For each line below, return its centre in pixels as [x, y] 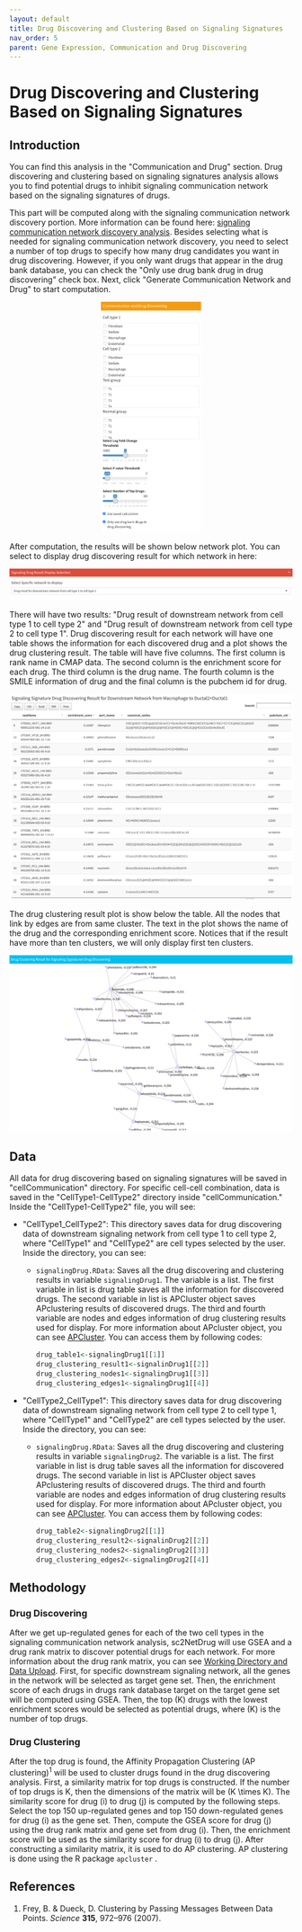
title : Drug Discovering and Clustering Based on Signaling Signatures [146, 28]
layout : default [40, 19]
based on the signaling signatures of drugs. [90, 196]
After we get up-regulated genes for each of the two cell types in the [137, 1633]
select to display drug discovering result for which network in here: [133, 556]
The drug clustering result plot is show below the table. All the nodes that [145, 913]
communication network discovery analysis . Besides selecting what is [139, 232]
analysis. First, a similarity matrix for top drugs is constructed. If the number [150, 1782]
